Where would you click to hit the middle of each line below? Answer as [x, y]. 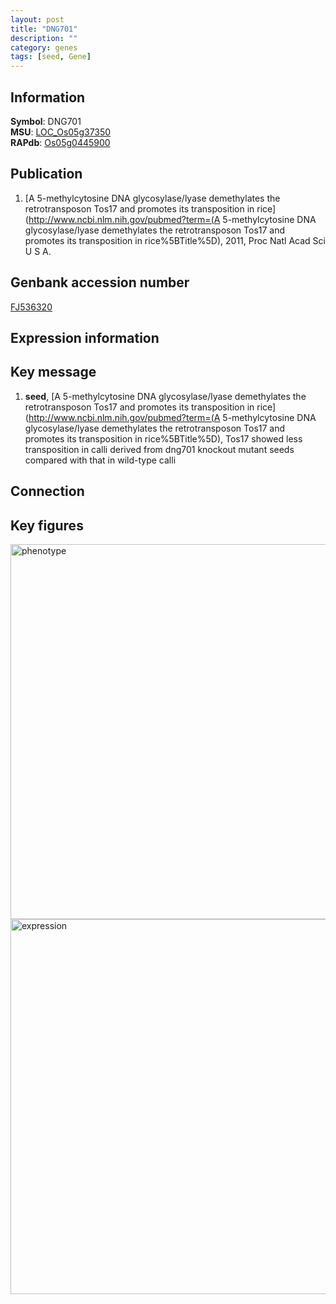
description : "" [44, 38]
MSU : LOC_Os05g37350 [61, 132]
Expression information [85, 337]
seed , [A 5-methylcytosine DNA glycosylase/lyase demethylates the [165, 396]
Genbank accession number [100, 282]
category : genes [44, 47]
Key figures [47, 525]
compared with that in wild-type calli [100, 460]
